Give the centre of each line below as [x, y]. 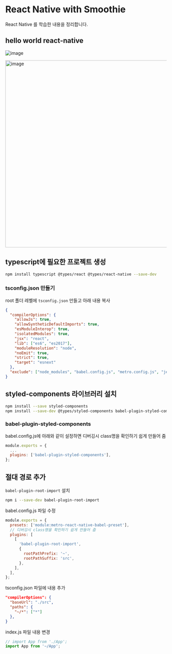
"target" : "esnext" [35, 362]
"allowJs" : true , [33, 320]
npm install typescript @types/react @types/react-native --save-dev [81, 274]
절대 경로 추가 [26, 477]
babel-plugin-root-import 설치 [38, 490]
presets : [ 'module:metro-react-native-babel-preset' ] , [70, 525]
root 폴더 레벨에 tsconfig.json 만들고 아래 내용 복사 [58, 300]
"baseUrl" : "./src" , [32, 602]
